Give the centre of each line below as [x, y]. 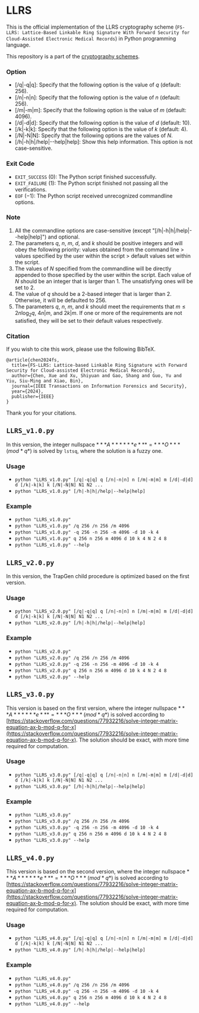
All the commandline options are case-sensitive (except [83, 230]
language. [18, 45]
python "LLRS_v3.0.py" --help [52, 841]
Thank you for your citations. [42, 413]
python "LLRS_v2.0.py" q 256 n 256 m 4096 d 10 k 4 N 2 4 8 [91, 671]
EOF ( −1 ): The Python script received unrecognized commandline [94, 196]
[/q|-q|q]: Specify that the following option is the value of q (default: [98, 85]
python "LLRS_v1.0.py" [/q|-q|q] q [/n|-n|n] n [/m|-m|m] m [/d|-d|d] [104, 480]
